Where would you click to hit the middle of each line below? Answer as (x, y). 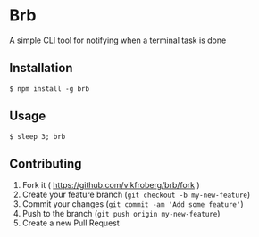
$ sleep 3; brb (38, 136)
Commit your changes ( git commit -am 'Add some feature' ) (133, 204)
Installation (41, 68)
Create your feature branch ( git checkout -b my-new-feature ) (136, 195)
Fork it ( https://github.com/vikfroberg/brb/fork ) (111, 185)
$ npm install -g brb (50, 89)
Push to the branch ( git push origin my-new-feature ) (121, 214)
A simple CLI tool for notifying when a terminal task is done (118, 40)
